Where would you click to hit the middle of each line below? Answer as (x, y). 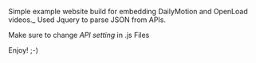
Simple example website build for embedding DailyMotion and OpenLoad (128, 11)
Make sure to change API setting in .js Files (79, 35)
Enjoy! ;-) (23, 50)
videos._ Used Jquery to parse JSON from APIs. (87, 20)
